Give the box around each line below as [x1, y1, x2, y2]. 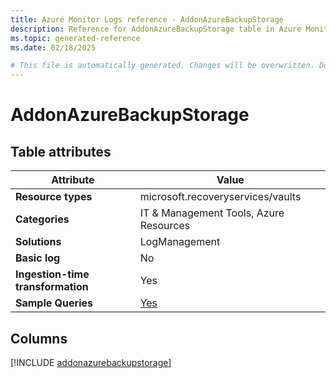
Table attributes [10, 143, 112, 160]
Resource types [15, 190, 93, 204]
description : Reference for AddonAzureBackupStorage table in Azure [10, 24, 302, 34]
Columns [10, 330, 68, 347]
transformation [15, 280, 89, 294]
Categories [15, 212, 70, 226]
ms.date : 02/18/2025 [10, 42, 97, 53]
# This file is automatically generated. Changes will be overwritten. [10, 61, 315, 71]
